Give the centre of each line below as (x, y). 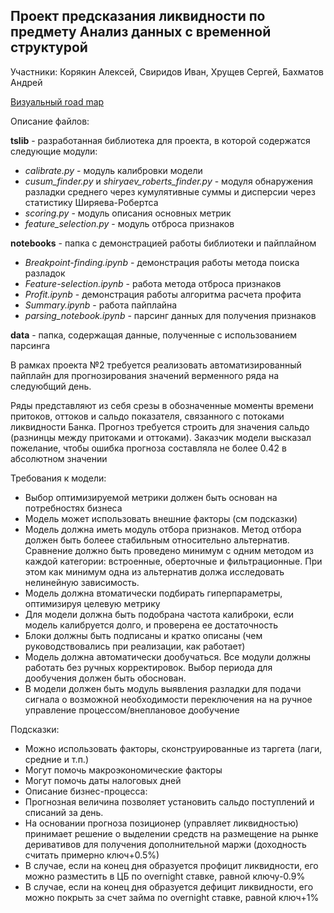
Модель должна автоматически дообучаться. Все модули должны (168, 656)
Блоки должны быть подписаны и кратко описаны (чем (143, 635)
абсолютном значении (59, 458)
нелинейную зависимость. (82, 582)
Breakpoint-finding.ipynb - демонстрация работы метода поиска (162, 262)
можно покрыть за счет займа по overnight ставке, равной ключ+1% (172, 897)
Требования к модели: (58, 478)
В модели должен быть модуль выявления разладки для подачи (163, 688)
